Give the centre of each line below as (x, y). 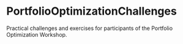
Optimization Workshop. (37, 34)
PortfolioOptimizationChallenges (92, 11)
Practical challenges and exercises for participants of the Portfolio (90, 28)
